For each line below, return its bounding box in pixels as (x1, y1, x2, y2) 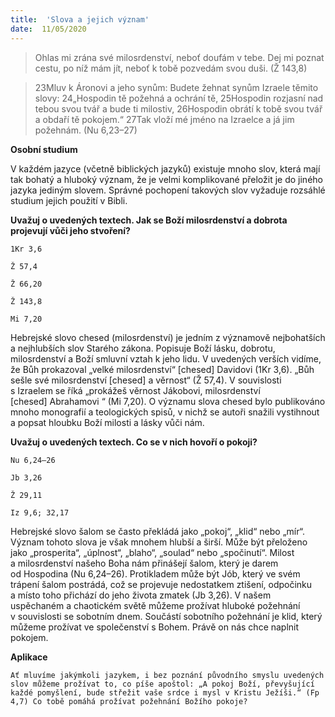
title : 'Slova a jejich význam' (10, 14, 150, 25)
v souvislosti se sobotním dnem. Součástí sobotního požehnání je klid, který (10, 610, 323, 622)
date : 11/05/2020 (10, 24, 87, 34)
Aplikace (10, 651, 48, 663)
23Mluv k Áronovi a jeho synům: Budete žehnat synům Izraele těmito (34, 81, 319, 93)
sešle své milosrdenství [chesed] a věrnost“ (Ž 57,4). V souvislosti (10, 374, 282, 386)
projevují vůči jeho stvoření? (10, 224, 131, 236)
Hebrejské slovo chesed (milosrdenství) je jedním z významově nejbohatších (10, 331, 326, 343)
